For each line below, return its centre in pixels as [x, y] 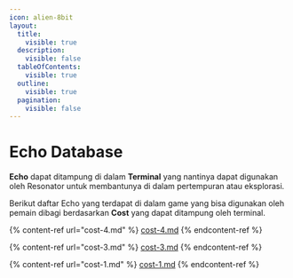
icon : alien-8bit [41, 17]
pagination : [40, 100]
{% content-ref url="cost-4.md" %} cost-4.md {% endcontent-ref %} [136, 230]
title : [29, 34]
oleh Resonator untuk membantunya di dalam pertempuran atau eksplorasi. [147, 187]
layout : [24, 26]
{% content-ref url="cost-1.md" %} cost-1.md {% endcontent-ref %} [135, 265]
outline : [33, 83]
